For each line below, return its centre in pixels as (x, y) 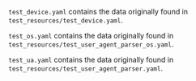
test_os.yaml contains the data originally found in (91, 36)
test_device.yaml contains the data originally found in (98, 12)
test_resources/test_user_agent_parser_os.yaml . (91, 44)
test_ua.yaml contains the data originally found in (91, 60)
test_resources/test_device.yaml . (66, 20)
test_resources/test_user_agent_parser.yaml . (86, 68)
